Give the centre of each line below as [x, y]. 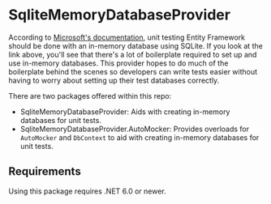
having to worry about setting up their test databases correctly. [114, 80]
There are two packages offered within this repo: [90, 96]
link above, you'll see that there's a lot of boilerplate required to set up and [133, 54]
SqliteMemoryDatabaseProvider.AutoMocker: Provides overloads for [135, 129]
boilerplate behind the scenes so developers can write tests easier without [133, 71]
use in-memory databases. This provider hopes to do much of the [118, 63]
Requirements [45, 172]
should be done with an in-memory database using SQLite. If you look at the [136, 45]
